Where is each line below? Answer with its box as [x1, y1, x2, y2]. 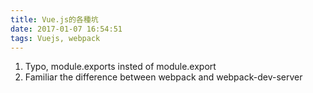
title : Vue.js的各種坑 [10, 14, 99, 25]
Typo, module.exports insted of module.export [24, 61, 217, 73]
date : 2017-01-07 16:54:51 [10, 24, 123, 34]
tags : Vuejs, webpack [10, 33, 101, 43]
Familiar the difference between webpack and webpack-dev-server [24, 71, 303, 83]
